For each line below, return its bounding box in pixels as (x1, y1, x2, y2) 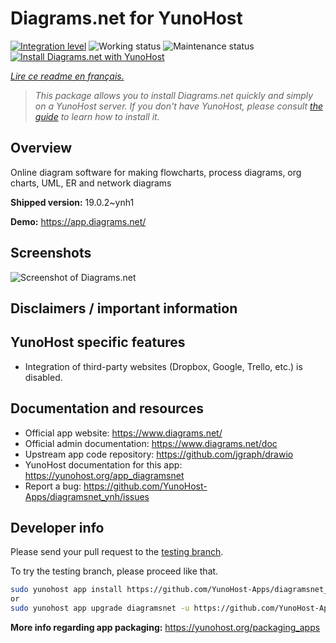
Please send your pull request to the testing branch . (10, 546, 224, 558)
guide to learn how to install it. (34, 110, 160, 122)
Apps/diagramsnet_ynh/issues (24, 490, 150, 502)
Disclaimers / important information (10, 300, 238, 317)
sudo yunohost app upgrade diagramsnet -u (10, 603, 190, 614)
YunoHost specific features (10, 334, 186, 351)
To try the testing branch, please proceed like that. (10, 565, 219, 577)
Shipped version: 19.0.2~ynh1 (10, 196, 135, 208)
